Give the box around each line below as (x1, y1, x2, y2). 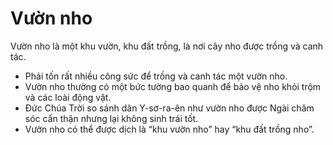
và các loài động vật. (24, 91, 112, 103)
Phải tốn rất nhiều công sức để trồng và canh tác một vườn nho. (24, 70, 288, 82)
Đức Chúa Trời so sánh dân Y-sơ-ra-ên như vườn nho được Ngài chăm (24, 102, 315, 114)
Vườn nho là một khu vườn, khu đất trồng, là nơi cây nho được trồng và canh (10, 40, 324, 52)
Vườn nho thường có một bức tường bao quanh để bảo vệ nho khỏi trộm (24, 80, 322, 92)
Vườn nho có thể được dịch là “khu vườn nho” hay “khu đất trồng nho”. (24, 123, 315, 135)
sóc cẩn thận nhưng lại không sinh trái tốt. (24, 112, 199, 124)
